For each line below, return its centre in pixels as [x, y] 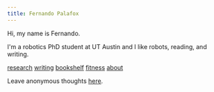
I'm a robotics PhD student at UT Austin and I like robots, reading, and [107, 46]
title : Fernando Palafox [43, 13]
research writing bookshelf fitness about [65, 67]
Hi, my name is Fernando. [44, 33]
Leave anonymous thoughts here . [55, 81]
